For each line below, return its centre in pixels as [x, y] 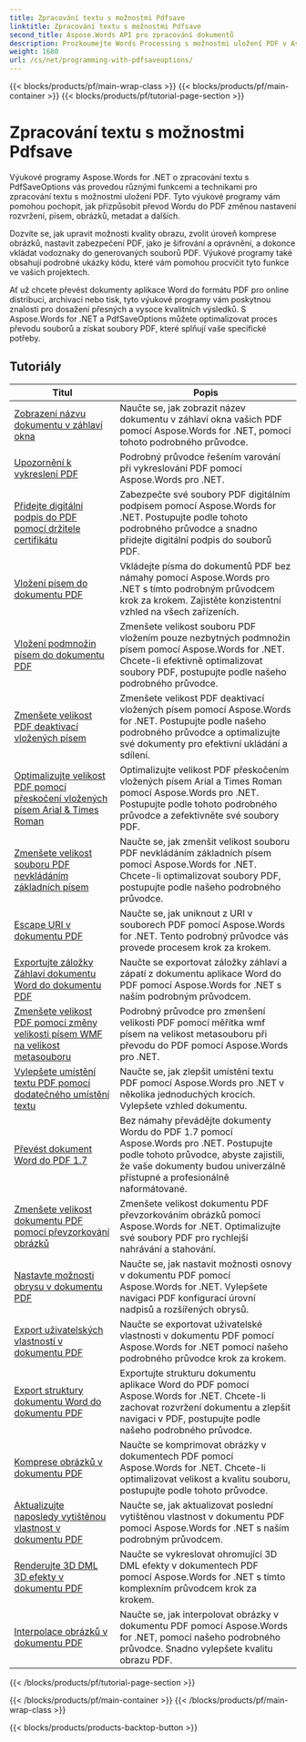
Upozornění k [43, 463]
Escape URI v [42, 924]
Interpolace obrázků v [61, 1631]
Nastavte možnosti [54, 1275]
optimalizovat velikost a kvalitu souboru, [205, 1479]
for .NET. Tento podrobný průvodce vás [204, 936]
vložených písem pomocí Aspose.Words [205, 709]
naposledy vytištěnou [60, 1516]
